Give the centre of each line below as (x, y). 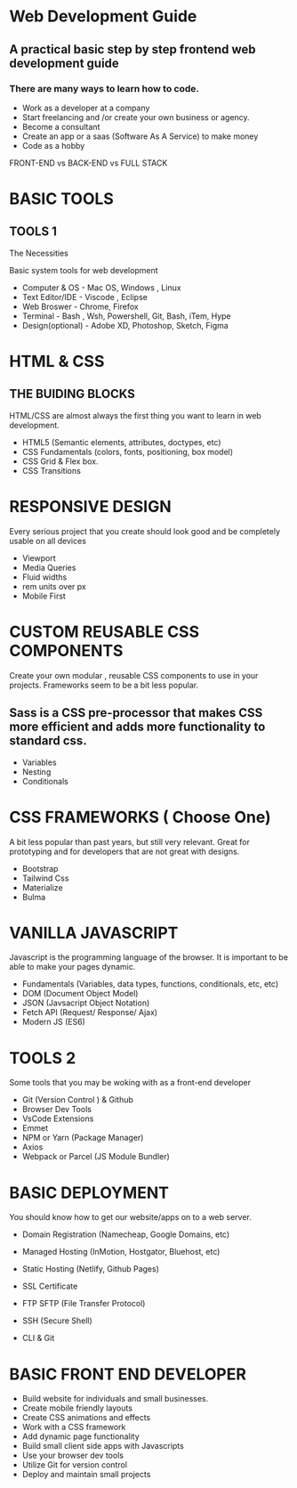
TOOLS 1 (33, 232)
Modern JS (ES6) (54, 1022)
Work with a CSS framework (74, 1427)
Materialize (43, 887)
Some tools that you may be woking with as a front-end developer (130, 1083)
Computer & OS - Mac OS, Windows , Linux (101, 288)
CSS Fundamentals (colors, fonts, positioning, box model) (128, 451)
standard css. (48, 741)
